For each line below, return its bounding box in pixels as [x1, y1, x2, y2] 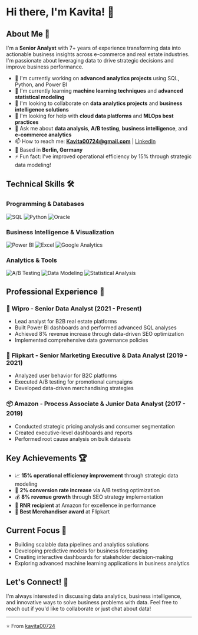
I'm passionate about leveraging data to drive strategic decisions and [6, 57, 174, 64]
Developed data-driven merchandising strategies [14, 385, 134, 392]
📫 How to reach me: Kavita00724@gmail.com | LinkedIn [14, 138, 156, 145]
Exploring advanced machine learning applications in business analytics [14, 560, 190, 567]
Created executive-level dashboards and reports [14, 429, 133, 436]
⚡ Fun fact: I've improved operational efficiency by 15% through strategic [14, 153, 192, 160]
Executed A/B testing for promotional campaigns [14, 378, 133, 385]
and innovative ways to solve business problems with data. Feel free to [6, 599, 178, 605]
